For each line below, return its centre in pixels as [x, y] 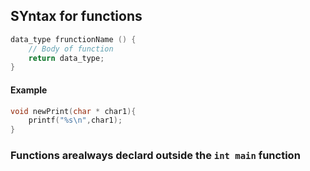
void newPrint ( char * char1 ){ [73, 111]
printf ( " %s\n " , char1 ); [75, 120]
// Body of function [71, 49]
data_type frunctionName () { [73, 39]
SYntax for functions [76, 16]
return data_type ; [66, 58]
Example [29, 90]
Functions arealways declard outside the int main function [155, 156]
